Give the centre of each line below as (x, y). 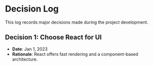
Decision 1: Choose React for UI (53, 37)
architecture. (25, 59)
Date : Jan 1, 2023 (30, 49)
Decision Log (32, 9)
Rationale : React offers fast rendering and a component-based (75, 54)
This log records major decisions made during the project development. (77, 22)
